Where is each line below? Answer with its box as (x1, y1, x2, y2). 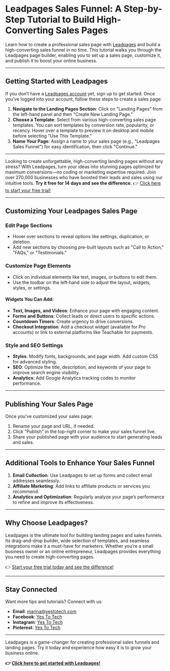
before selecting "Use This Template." (12, 132, 92, 139)
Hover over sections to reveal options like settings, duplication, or (12, 233, 149, 240)
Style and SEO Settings (5, 342, 63, 349)
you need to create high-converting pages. (5, 554, 95, 560)
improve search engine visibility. (12, 370, 80, 376)
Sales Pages (55, 25, 108, 36)
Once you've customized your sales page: (5, 413, 93, 419)
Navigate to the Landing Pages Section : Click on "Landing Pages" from (12, 106, 163, 112)
